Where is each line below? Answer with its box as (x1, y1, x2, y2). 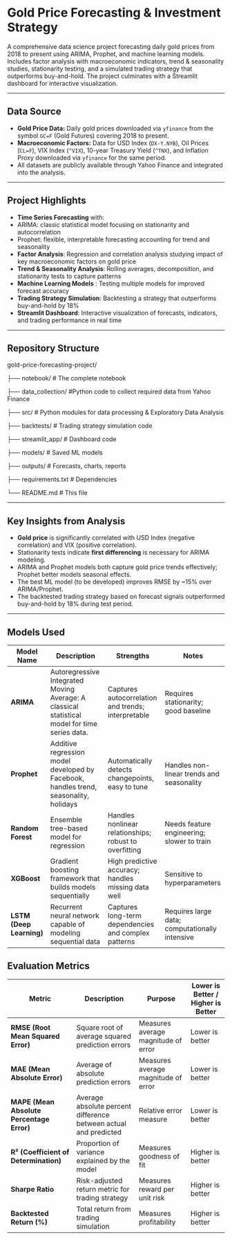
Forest (10, 832, 32, 842)
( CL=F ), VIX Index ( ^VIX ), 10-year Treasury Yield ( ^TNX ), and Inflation (17, 146, 209, 154)
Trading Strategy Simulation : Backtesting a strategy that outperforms (17, 294, 217, 302)
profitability (138, 1217, 176, 1227)
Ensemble (50, 815, 83, 824)
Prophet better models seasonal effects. (17, 571, 132, 579)
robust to (108, 837, 137, 846)
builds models (50, 882, 96, 891)
